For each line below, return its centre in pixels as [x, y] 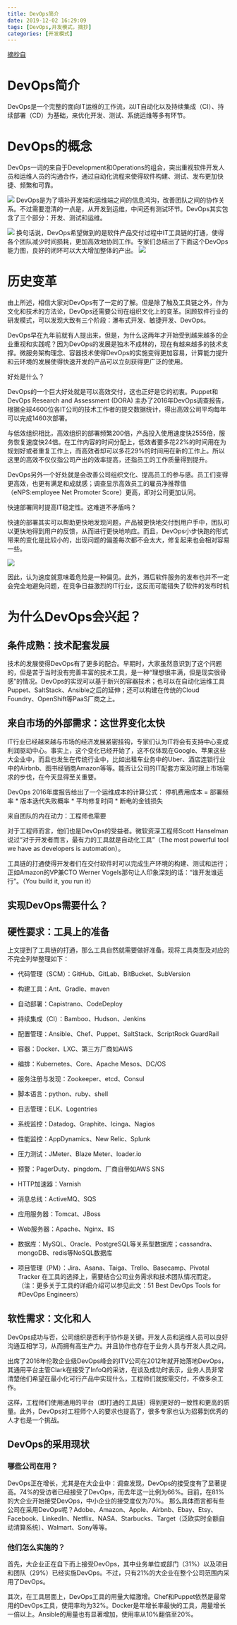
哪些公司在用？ [33, 1466]
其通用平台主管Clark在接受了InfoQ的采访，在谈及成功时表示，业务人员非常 [116, 1369]
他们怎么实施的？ [36, 1547]
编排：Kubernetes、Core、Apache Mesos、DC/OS [92, 1064]
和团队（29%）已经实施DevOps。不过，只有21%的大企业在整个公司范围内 [115, 1573]
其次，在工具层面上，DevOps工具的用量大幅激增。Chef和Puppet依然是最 [114, 1596]
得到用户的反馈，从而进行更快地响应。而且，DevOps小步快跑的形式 [130, 531]
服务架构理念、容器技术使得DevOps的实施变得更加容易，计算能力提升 [127, 353]
